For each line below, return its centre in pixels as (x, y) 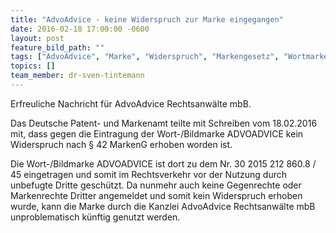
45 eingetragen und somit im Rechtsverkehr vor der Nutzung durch (148, 174)
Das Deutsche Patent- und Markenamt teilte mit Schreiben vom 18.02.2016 (164, 123)
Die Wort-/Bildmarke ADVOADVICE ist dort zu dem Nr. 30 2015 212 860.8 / (163, 163)
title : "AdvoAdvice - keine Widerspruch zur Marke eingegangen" (147, 19)
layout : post (37, 38)
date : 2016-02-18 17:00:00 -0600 (80, 29)
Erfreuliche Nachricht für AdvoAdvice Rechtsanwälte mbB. (131, 103)
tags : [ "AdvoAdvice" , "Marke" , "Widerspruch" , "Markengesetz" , (145, 57)
